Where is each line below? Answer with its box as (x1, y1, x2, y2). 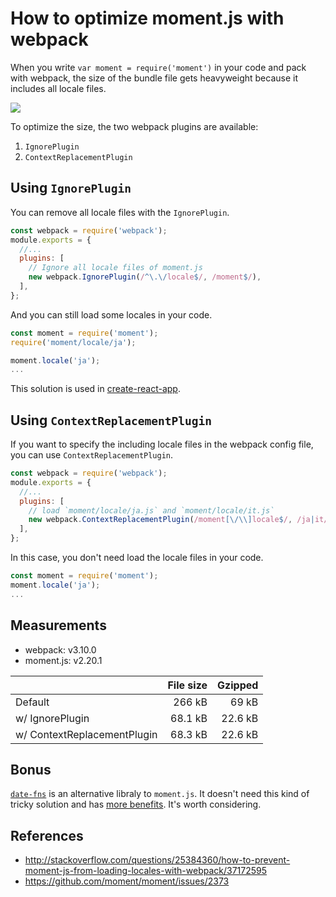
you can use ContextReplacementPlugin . (10, 449, 174, 461)
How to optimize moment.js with (10, 7, 285, 30)
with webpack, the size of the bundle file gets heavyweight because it (10, 72, 298, 84)
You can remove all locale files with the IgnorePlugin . (10, 206, 230, 218)
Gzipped (217, 678, 259, 692)
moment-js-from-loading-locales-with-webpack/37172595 (24, 865, 268, 877)
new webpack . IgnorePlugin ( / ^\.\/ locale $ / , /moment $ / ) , (28, 272, 262, 282)
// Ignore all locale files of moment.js (28, 263, 203, 273)
